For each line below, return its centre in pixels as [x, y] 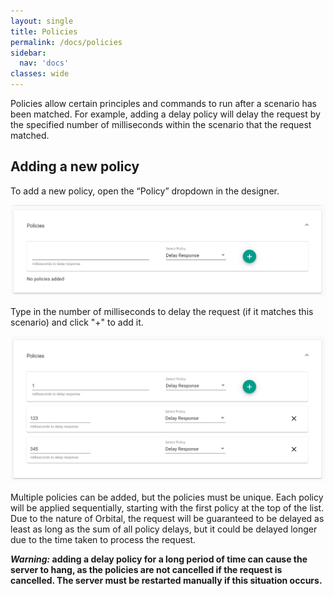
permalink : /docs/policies [66, 42]
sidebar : [28, 53]
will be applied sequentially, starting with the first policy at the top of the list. [167, 508]
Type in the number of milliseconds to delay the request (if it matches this [162, 311]
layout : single [42, 21]
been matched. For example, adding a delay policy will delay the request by [165, 114]
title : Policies [44, 31]
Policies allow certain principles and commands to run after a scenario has [163, 103]
